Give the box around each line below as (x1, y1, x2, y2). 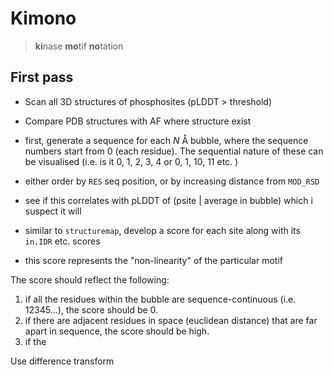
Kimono (10, 7, 77, 30)
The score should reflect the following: (10, 273, 170, 286)
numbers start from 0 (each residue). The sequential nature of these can (24, 145, 324, 157)
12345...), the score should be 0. (24, 303, 159, 316)
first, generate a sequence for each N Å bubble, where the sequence (24, 134, 309, 146)
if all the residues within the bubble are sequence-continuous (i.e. (24, 293, 297, 305)
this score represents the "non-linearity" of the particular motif (24, 254, 283, 266)
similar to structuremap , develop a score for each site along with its (24, 224, 301, 236)
